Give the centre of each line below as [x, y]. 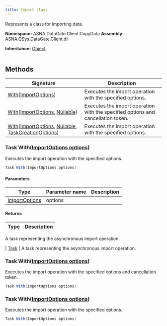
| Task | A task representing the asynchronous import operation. [71, 248]
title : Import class [27, 10]
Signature [43, 83]
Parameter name [66, 192]
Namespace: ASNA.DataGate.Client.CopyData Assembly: [65, 33]
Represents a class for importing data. [44, 24]
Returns [14, 214]
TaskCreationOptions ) [33, 133]
